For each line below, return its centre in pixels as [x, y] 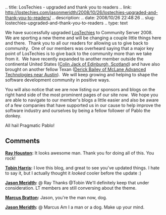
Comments [23, 141]
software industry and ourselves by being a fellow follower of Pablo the [78, 110]
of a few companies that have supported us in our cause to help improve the [83, 105]
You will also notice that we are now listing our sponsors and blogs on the [80, 89]
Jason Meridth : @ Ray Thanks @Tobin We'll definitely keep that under [77, 182]
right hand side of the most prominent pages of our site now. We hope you [82, 95]
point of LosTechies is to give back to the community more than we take [79, 54]
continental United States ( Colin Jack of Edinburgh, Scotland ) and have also [83, 64]
